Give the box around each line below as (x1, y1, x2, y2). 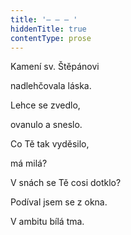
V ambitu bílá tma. (10, 216, 85, 228)
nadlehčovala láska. (10, 80, 92, 92)
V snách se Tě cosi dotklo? (10, 177, 122, 189)
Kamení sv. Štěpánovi (10, 61, 100, 73)
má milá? (10, 157, 48, 170)
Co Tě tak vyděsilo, (10, 138, 90, 150)
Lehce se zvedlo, (10, 99, 81, 111)
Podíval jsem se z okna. (10, 196, 108, 208)
